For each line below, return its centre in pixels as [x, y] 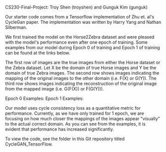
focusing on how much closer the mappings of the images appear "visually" [83, 118]
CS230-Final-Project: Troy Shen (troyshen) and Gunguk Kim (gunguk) [76, 7]
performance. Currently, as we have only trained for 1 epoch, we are [75, 113]
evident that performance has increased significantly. [59, 129]
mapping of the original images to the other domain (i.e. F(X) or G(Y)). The [81, 78]
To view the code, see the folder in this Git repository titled [65, 139]
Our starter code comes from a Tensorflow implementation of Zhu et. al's [80, 17]
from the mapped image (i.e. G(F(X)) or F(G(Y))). [55, 89]
